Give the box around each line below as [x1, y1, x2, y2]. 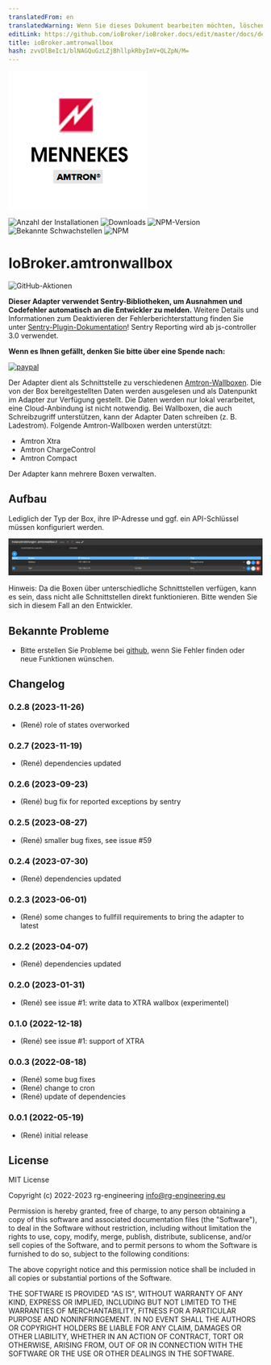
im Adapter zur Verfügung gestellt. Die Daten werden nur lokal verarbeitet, [8, 395, 256, 405]
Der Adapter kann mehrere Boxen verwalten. [8, 469, 156, 479]
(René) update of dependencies [19, 1092, 127, 1101]
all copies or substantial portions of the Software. [8, 1273, 172, 1283]
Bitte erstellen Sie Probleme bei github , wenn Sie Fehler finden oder [19, 645, 245, 655]
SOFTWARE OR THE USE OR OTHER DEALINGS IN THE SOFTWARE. [8, 1349, 235, 1359]
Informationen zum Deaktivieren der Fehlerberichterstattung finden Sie [8, 314, 244, 324]
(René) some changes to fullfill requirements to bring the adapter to [19, 912, 244, 922]
